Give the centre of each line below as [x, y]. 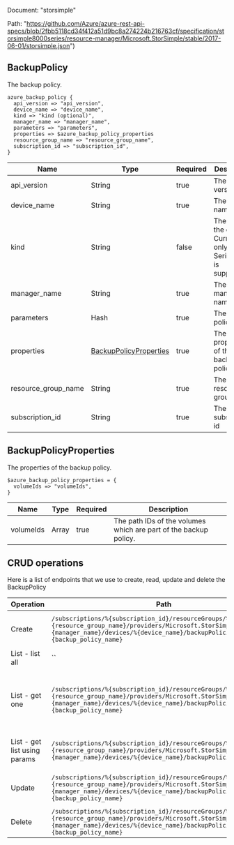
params [23, 759]
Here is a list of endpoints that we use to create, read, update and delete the [116, 580]
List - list [25, 654]
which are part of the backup [161, 530]
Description [169, 509]
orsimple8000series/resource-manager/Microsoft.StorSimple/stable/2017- [114, 38]
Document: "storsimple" [42, 10]
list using [25, 751]
